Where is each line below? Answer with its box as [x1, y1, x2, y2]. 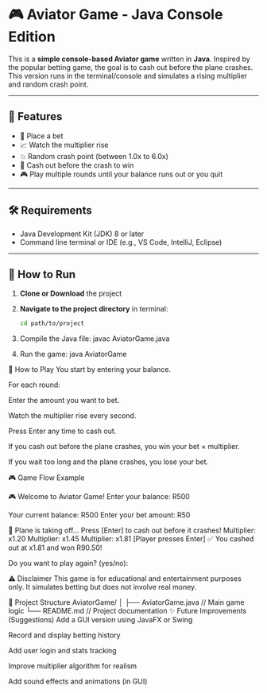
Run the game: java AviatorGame [19, 350, 127, 359]
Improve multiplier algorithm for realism [8, 661, 137, 671]
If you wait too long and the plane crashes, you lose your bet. [8, 457, 209, 467]
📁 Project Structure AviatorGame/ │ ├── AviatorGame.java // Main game [8, 598, 245, 607]
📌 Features [8, 110, 63, 123]
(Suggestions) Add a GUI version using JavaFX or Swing [8, 615, 193, 625]
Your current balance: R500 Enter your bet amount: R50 [8, 510, 191, 520]
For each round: [8, 380, 61, 389]
